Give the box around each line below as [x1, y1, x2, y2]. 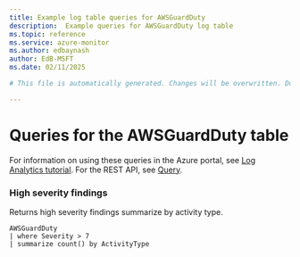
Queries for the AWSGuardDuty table [9, 125, 289, 145]
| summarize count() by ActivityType [9, 239, 150, 248]
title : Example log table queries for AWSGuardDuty [9, 12, 205, 22]
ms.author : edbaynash [9, 46, 90, 55]
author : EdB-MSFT [9, 54, 74, 63]
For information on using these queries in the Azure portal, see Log [9, 154, 256, 165]
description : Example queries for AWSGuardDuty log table [9, 21, 234, 30]
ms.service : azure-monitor [9, 37, 110, 47]
